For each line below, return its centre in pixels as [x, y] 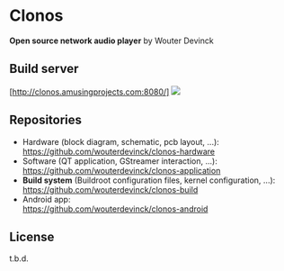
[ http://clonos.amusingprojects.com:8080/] [89, 92]
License [32, 236]
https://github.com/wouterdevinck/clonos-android [115, 209]
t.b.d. [19, 258]
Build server [44, 69]
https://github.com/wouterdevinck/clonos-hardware [119, 151]
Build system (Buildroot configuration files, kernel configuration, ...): [149, 180]
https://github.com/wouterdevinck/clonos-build [110, 189]
